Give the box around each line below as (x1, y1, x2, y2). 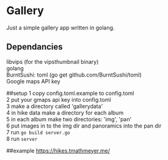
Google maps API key (6, 77, 60, 85)
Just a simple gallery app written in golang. (6, 24, 115, 31)
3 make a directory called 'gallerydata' (6, 102, 103, 110)
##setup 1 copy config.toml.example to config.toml (6, 90, 134, 97)
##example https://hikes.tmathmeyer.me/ (6, 147, 110, 154)
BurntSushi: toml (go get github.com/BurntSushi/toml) (6, 71, 142, 78)
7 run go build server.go (6, 128, 70, 135)
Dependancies (6, 42, 63, 52)
